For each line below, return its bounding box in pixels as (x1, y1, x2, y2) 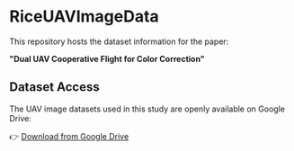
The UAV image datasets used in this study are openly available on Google (9, 103, 286, 114)
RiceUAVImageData (9, 6, 159, 27)
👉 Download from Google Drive (9, 130, 129, 141)
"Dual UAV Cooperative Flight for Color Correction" (9, 53, 205, 64)
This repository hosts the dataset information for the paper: (9, 36, 229, 47)
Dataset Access (9, 79, 101, 95)
